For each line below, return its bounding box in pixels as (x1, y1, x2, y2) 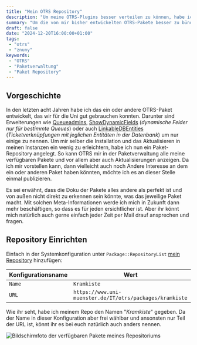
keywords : (6, 52, 30, 58)
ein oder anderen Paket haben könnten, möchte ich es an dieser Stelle (6, 169, 176, 176)
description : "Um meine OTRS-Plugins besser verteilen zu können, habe (6, 14, 185, 20)
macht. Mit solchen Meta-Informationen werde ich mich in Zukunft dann (6, 199, 180, 206)
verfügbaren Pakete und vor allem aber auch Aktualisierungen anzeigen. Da (6, 157, 189, 164)
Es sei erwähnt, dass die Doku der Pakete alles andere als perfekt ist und (6, 187, 182, 194)
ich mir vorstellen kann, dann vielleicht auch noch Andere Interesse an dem (6, 162, 188, 170)
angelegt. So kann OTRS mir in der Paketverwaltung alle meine (33, 150, 185, 157)
